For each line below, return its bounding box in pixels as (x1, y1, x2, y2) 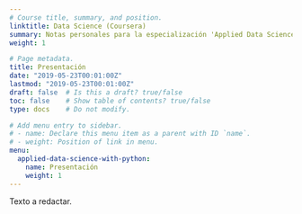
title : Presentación (9, 63, 87, 72)
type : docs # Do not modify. (9, 104, 130, 113)
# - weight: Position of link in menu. (9, 138, 159, 147)
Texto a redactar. (9, 195, 72, 207)
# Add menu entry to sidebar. (9, 120, 123, 130)
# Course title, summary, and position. (9, 13, 164, 22)
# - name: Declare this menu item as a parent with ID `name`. (9, 129, 252, 138)
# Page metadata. (9, 55, 75, 64)
